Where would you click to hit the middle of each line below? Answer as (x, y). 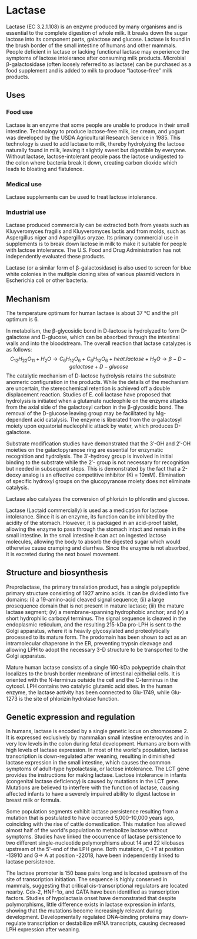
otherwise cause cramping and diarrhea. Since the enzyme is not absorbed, (98, 548)
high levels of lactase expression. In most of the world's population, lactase (97, 750)
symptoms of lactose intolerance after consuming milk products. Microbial (96, 58)
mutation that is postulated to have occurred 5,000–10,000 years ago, (91, 818)
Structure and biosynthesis (57, 573)
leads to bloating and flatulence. (45, 169)
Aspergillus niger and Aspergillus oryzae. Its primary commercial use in (92, 238)
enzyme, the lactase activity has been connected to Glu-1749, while (88, 692)
